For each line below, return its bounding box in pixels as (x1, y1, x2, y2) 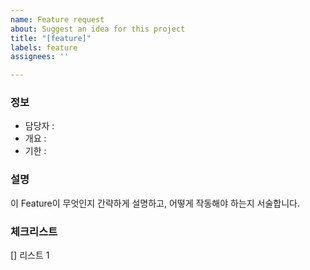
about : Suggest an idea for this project (10, 24, 186, 34)
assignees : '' (10, 52, 70, 62)
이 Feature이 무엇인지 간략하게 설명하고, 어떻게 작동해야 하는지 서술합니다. (10, 197, 301, 209)
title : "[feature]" (10, 33, 92, 43)
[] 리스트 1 (10, 249, 50, 261)
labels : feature (10, 42, 78, 53)
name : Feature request (10, 14, 105, 25)
